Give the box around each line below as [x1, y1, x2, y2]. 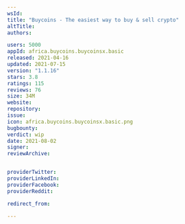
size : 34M [7, 93, 36, 100]
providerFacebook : [7, 181, 60, 188]
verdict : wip [7, 131, 45, 138]
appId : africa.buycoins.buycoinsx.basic [7, 48, 125, 55]
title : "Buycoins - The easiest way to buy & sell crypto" [7, 16, 180, 23]
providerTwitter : [7, 169, 57, 176]
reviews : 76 [7, 87, 41, 93]
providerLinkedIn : [7, 175, 60, 182]
